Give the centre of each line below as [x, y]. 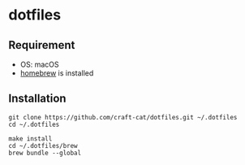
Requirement [42, 45]
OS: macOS [39, 64]
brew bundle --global [45, 153]
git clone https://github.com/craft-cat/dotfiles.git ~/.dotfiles [123, 117]
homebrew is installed [57, 73]
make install [30, 139]
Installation [37, 99]
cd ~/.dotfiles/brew [43, 145]
